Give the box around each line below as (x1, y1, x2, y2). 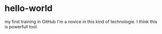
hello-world (4, 3, 53, 14)
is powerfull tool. (4, 23, 38, 29)
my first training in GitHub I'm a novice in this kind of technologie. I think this (4, 19, 158, 24)
